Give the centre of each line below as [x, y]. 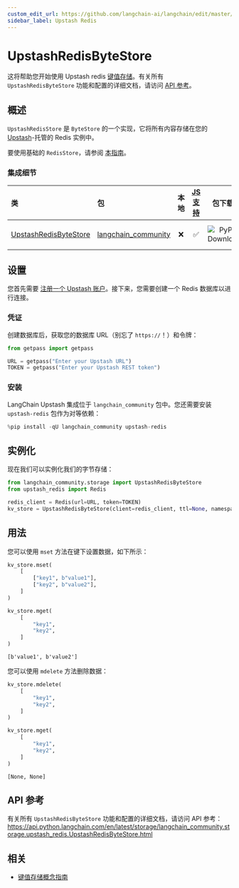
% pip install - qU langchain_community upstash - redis [87, 427]
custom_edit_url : [33, 14]
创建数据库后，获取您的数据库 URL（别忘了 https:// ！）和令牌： [103, 335]
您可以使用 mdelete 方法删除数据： [58, 671]
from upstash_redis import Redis [57, 489]
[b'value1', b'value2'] [43, 657]
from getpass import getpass [51, 348]
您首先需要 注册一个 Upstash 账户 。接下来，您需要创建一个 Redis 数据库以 [116, 289]
